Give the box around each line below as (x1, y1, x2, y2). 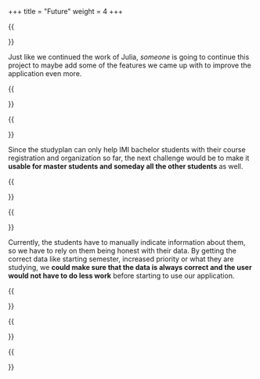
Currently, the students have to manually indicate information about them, (8, 238, 246, 246)
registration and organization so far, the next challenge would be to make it (8, 153, 250, 162)
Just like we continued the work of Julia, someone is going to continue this (8, 53, 250, 61)
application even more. (8, 69, 82, 78)
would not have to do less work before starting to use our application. (8, 271, 235, 280)
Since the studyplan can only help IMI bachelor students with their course (8, 145, 246, 154)
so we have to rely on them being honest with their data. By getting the (8, 246, 237, 255)
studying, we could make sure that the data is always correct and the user (8, 263, 252, 271)
